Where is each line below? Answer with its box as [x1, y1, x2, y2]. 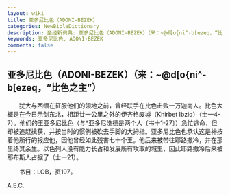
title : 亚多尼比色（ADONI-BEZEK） [7, 16, 99, 23]
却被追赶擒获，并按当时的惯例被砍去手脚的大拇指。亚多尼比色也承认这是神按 [7, 127, 223, 135]
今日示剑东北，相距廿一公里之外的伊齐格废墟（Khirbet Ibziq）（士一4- [25, 110, 221, 118]
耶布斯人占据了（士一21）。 [7, 152, 83, 161]
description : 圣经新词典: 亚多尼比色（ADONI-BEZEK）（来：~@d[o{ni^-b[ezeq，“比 [7, 29, 224, 36]
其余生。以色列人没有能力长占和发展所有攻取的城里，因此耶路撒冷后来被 [18, 144, 223, 152]
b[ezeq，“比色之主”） [7, 82, 101, 93]
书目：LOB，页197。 [18, 168, 77, 176]
